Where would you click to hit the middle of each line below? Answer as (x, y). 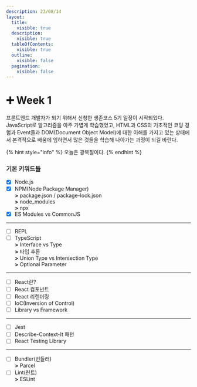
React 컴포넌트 (32, 289)
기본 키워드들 (23, 169)
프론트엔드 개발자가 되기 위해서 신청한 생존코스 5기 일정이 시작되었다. (85, 118)
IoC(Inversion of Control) (45, 303)
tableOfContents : (33, 45)
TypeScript (28, 237)
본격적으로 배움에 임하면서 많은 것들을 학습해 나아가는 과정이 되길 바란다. (95, 140)
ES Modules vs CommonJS (47, 214)
